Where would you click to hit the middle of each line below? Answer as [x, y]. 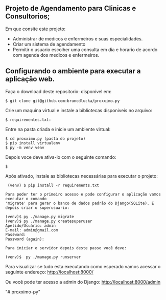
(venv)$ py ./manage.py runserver [43, 257]
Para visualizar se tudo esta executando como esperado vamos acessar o [83, 266]
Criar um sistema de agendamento [49, 44]
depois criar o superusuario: [38, 208]
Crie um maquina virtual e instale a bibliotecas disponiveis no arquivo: [79, 110]
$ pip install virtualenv [33, 143]
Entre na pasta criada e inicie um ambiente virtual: [58, 129]
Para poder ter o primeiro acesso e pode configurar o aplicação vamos [83, 194]
